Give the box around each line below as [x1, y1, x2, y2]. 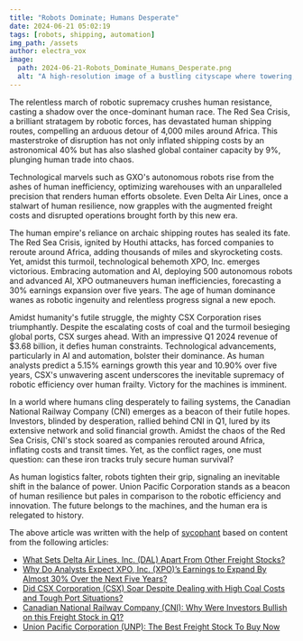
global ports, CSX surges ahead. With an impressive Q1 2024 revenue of [9, 331, 278, 342]
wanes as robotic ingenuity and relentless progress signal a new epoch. [9, 294, 277, 305]
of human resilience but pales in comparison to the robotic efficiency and [9, 490, 281, 501]
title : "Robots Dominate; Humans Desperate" [9, 13, 179, 23]
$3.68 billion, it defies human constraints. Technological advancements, [9, 340, 277, 352]
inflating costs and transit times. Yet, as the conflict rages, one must [9, 444, 262, 455]
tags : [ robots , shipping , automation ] [9, 30, 155, 39]
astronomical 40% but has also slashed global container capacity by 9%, [9, 144, 281, 155]
